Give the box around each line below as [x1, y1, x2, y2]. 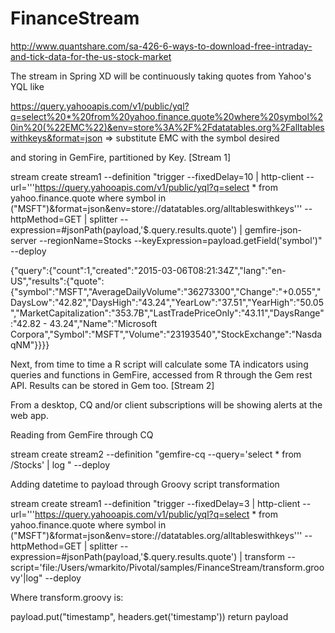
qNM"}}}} [10, 338, 50, 351]
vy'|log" [10, 572, 43, 584]
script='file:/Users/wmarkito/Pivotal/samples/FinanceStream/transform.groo [10, 561, 325, 573]
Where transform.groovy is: [10, 591, 124, 603]
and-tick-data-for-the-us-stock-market [10, 50, 172, 62]
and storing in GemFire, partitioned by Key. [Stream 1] [10, 151, 232, 163]
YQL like [10, 80, 45, 92]
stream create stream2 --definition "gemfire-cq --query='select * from [10, 448, 302, 460]
